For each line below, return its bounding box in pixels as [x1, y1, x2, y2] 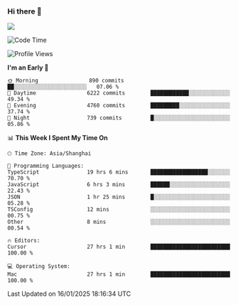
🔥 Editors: [7, 237, 40, 245]
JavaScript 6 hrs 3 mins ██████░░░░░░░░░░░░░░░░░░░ [7, 181, 231, 188]
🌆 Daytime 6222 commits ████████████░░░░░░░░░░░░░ [7, 90, 231, 97]
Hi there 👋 [7, 6, 43, 16]
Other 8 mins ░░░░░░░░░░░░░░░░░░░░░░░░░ [7, 218, 231, 226]
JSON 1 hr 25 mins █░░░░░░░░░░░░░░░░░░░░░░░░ [7, 193, 231, 201]
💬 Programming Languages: [7, 163, 84, 170]
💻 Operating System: [7, 263, 71, 270]
